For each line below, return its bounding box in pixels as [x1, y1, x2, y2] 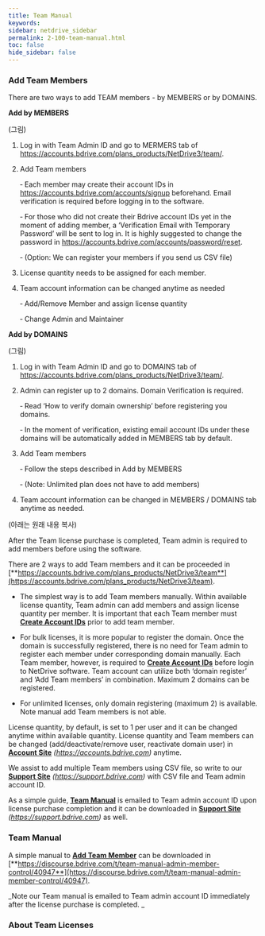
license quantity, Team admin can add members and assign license [19, 601, 240, 610]
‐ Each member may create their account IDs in [19, 180, 175, 189]
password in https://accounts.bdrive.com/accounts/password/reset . [19, 238, 244, 247]
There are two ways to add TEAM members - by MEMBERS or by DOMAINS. [8, 93, 258, 102]
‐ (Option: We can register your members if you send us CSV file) [19, 253, 232, 262]
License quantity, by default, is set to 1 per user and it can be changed [8, 722, 238, 732]
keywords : [8, 19, 41, 27]
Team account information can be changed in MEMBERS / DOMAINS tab [19, 495, 257, 505]
